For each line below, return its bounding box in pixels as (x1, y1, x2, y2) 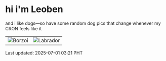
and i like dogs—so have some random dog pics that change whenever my (5, 20, 161, 26)
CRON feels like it (5, 25, 42, 31)
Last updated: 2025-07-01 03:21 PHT (5, 49, 83, 56)
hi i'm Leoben (5, 4, 63, 15)
